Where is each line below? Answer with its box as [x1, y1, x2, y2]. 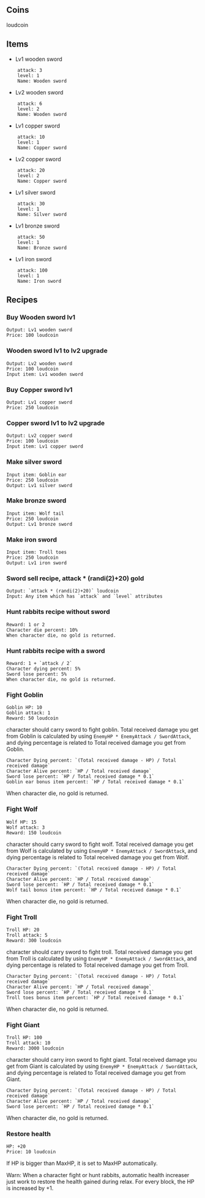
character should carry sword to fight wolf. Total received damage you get [6, 840, 194, 848]
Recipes [6, 294, 38, 305]
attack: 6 [17, 101, 43, 107]
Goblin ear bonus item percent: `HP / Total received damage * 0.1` [6, 779, 185, 785]
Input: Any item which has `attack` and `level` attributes [6, 593, 163, 600]
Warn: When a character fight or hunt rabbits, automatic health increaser [6, 1172, 190, 1179]
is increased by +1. [6, 1185, 54, 1192]
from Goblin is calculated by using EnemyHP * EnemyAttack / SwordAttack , [6, 732, 192, 740]
